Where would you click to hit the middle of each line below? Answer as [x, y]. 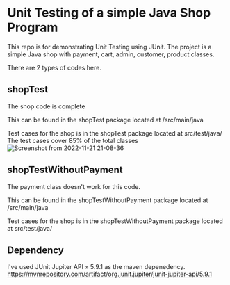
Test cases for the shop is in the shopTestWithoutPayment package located [115, 221]
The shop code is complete [46, 106]
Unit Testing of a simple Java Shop [109, 13]
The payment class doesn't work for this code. [74, 186]
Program [33, 27]
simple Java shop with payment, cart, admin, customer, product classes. [111, 54]
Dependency [35, 250]
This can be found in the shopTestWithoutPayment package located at [108, 200]
